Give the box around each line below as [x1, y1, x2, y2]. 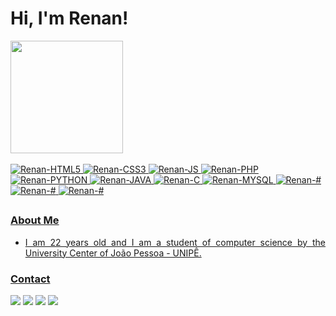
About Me [10, 213, 60, 227]
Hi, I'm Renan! [10, 7, 129, 30]
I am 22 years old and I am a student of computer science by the [24, 236, 326, 248]
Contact [10, 272, 51, 286]
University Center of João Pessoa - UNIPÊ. [24, 247, 202, 259]
